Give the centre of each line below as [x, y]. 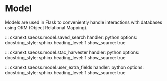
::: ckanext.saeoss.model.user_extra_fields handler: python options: [74, 67]
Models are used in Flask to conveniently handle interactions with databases [83, 22]
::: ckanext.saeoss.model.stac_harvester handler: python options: [72, 52]
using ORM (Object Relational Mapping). [46, 27]
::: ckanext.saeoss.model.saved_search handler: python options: [71, 37]
